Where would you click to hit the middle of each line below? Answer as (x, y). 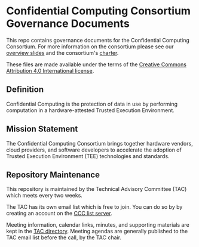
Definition (25, 90)
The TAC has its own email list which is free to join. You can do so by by (94, 207)
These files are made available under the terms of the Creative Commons (97, 64)
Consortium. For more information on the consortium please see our (90, 47)
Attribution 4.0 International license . (50, 70)
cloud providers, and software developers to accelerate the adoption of (94, 150)
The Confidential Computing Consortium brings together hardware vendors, (99, 143)
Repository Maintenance (53, 175)
